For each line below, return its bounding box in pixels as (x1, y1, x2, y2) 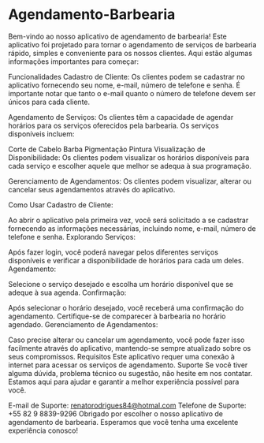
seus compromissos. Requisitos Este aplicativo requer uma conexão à (8, 352, 235, 361)
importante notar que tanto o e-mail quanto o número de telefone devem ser (8, 88, 256, 98)
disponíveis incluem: (8, 128, 75, 139)
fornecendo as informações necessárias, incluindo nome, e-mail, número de (8, 223, 256, 233)
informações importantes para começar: (8, 57, 139, 66)
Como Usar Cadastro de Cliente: (8, 199, 113, 210)
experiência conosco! (8, 426, 79, 435)
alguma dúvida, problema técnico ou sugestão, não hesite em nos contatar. (8, 368, 253, 378)
